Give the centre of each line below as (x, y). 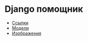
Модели (20, 28)
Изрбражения (26, 33)
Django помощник (44, 9)
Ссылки (20, 23)
